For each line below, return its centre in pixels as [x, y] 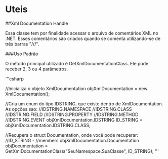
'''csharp [14, 78]
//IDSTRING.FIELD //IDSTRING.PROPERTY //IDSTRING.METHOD [72, 114]
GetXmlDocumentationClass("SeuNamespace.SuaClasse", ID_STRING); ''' [82, 151]
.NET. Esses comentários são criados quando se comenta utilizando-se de [83, 38]
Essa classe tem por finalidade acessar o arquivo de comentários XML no [82, 33]
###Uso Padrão [22, 54]
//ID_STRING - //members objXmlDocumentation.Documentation [72, 140]
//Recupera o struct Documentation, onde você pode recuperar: [72, 135]
